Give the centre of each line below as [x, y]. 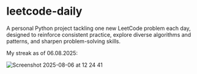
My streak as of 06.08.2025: [42, 53]
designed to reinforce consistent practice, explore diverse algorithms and [99, 34]
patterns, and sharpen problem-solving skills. [64, 41]
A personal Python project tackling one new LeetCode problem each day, [98, 28]
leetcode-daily [44, 11]
